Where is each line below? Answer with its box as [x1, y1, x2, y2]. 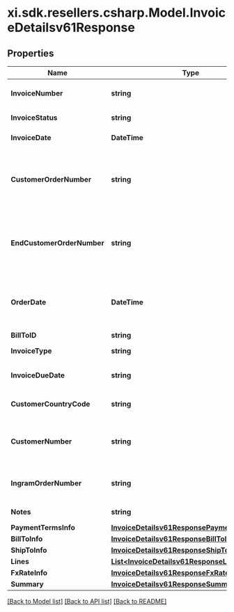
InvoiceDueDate [10, 370, 65, 380]
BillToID [10, 331, 37, 340]
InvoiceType [10, 346, 52, 356]
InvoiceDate [10, 133, 52, 142]
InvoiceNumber [10, 88, 63, 98]
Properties [7, 47, 54, 59]
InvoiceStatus [10, 113, 58, 123]
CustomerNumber [10, 437, 72, 446]
